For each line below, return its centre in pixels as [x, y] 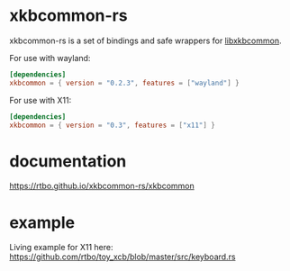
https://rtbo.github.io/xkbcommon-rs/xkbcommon [102, 186]
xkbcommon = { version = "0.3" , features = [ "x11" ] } [113, 125]
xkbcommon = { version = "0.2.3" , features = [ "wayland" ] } [125, 83]
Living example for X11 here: [61, 248]
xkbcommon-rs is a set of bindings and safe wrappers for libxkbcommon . [145, 41]
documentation [68, 161]
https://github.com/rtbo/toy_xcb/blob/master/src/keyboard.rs [122, 257]
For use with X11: [41, 100]
